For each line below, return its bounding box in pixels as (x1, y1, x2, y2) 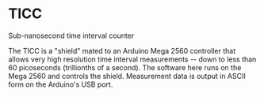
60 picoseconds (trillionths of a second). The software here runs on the (8, 62, 242, 72)
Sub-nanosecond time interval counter (8, 31, 135, 40)
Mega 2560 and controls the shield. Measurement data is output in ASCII (8, 71, 246, 80)
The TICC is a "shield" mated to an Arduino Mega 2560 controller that (8, 46, 236, 55)
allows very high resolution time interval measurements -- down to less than (8, 54, 257, 64)
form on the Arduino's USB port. (8, 80, 113, 89)
